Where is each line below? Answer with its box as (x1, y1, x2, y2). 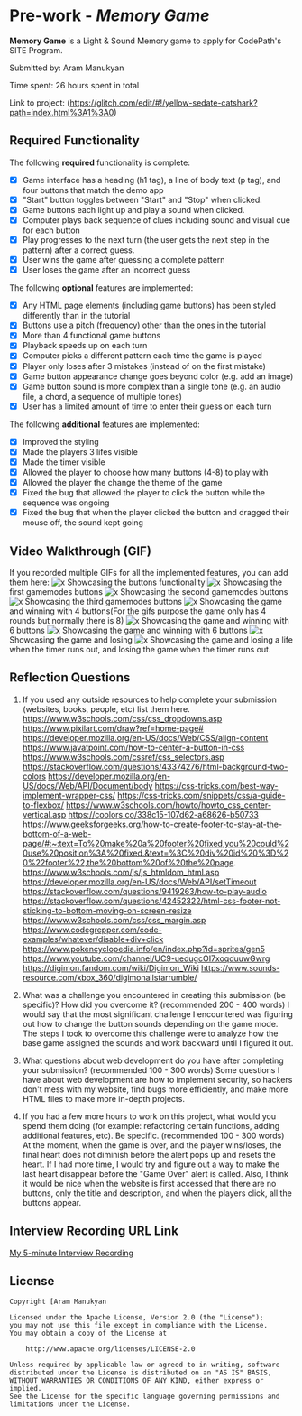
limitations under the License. (9, 1400, 131, 1409)
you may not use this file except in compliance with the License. (9, 1321, 269, 1330)
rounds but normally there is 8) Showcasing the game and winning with (9, 615, 290, 625)
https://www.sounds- (201, 962, 280, 973)
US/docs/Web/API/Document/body (22, 780, 153, 791)
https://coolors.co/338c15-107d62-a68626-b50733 (68, 809, 260, 819)
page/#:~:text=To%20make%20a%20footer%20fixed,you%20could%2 (22, 838, 290, 848)
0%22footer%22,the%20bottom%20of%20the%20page (22, 856, 234, 867)
